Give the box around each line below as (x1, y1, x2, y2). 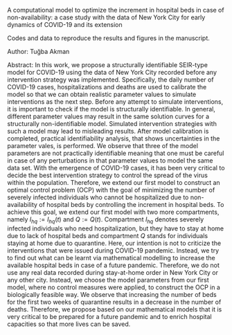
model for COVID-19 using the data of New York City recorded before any (7, 69, 217, 76)
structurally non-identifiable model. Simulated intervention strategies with (7, 120, 217, 127)
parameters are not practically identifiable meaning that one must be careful (7, 149, 224, 157)
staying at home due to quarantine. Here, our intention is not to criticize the (7, 239, 222, 247)
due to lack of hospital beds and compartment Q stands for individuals (7, 231, 208, 239)
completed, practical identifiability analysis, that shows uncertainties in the (7, 134, 220, 143)
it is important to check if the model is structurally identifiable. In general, (7, 105, 216, 113)
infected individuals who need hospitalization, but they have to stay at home (7, 224, 224, 233)
